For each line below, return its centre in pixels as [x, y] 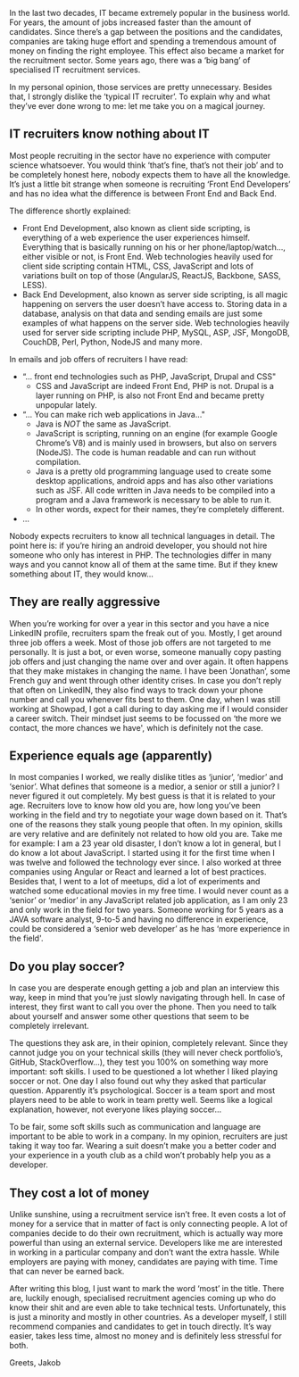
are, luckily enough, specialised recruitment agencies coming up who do [143, 1298]
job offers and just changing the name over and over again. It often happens [149, 661]
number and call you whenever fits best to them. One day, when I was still [145, 699]
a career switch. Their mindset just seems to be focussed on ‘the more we [145, 718]
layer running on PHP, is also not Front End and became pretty [150, 395]
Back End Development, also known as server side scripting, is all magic [155, 294]
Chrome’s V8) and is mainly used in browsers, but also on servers [156, 443]
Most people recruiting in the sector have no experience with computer [140, 155]
